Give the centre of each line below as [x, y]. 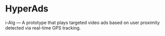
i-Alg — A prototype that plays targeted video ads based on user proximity [82, 22]
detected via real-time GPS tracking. [43, 27]
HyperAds [27, 9]
